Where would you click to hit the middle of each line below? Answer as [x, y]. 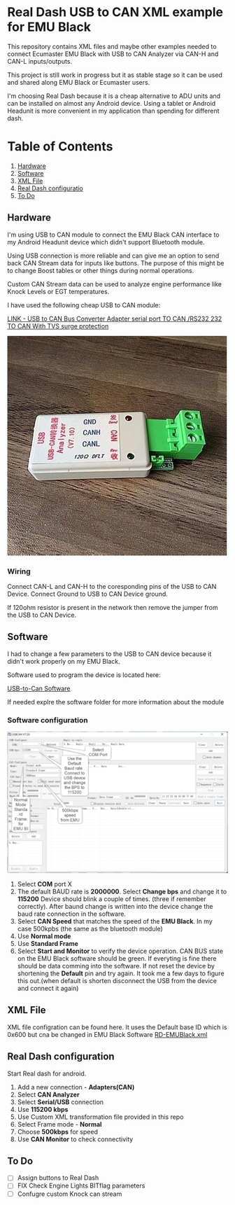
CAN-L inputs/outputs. [40, 61]
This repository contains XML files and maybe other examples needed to [112, 46]
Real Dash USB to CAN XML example [115, 12]
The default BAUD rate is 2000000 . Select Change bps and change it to [122, 891]
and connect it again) [48, 988]
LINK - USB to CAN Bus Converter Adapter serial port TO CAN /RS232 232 [115, 319]
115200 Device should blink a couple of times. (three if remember [112, 899]
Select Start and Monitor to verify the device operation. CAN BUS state [120, 951]
